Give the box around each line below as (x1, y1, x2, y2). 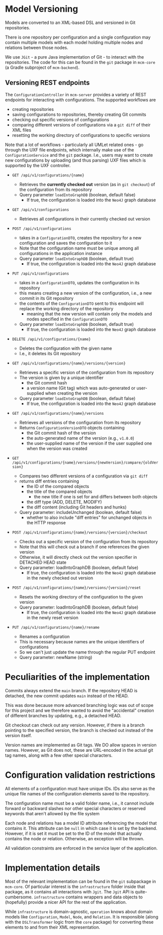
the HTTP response (26, 519, 66, 526)
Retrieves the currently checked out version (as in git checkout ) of (19, 181, 155, 187)
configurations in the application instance (19, 250, 103, 256)
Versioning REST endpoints (5, 79, 90, 87)
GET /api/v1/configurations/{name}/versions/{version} (12, 361, 126, 366)
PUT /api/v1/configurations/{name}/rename (12, 625, 100, 630)
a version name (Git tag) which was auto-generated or (26, 385, 136, 391)
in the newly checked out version (26, 575, 93, 581)
